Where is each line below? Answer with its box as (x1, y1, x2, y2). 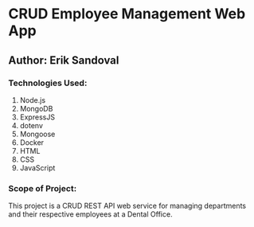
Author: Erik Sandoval (8, 53, 119, 67)
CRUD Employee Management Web (8, 5, 246, 23)
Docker (19, 137, 45, 147)
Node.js (19, 95, 46, 104)
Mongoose (19, 129, 56, 139)
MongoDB (19, 104, 53, 113)
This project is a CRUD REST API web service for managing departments (8, 201, 247, 211)
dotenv (19, 120, 44, 130)
